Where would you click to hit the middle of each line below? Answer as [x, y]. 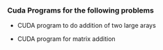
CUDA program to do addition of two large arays [87, 26]
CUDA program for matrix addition [67, 39]
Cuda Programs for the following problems [81, 10]
